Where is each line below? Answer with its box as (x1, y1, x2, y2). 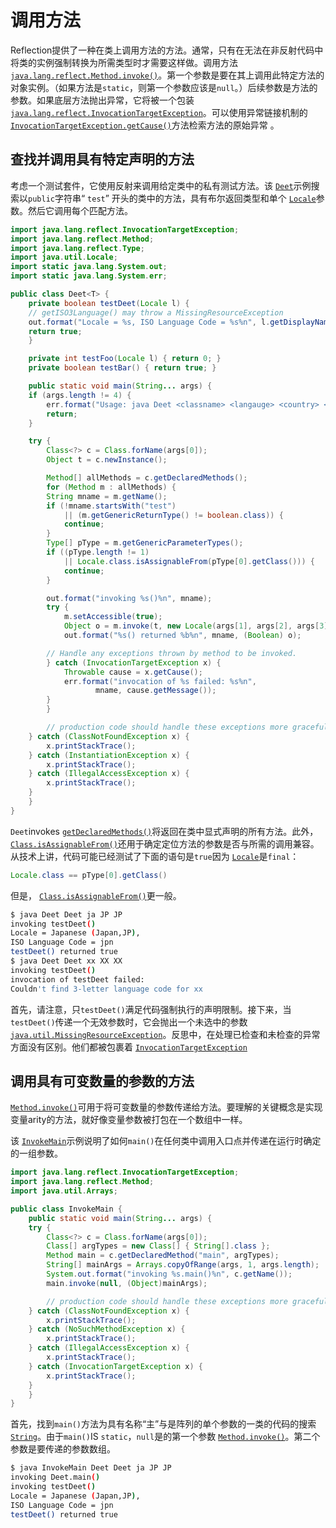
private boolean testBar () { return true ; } (28, 363, 217, 373)
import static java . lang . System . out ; (10, 262, 168, 272)
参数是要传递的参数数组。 (10, 1443, 116, 1455)
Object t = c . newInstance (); (46, 455, 168, 465)
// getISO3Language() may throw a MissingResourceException (28, 307, 284, 318)
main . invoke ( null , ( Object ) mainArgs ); (46, 1278, 208, 1288)
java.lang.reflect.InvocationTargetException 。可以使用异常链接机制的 (10, 106, 308, 118)
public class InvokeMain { (10, 1204, 123, 1214)
